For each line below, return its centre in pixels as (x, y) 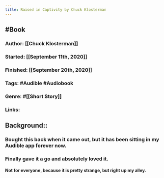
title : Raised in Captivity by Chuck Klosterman (56, 10)
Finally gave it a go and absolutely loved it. (57, 159)
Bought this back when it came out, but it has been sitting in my (82, 139)
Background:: (26, 125)
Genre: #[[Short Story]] (33, 96)
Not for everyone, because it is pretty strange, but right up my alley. (76, 171)
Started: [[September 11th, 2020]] (46, 57)
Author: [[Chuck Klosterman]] (42, 43)
